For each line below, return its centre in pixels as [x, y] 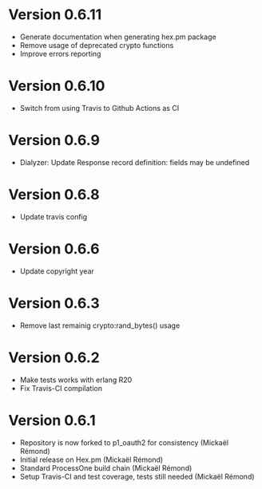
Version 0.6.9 [54, 140]
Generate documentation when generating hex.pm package [118, 37]
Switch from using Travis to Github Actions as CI [99, 108]
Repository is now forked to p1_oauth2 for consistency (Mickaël [124, 442]
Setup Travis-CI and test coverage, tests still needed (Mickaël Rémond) [137, 476]
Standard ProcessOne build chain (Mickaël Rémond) [106, 467]
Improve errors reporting [60, 53]
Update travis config [54, 216]
